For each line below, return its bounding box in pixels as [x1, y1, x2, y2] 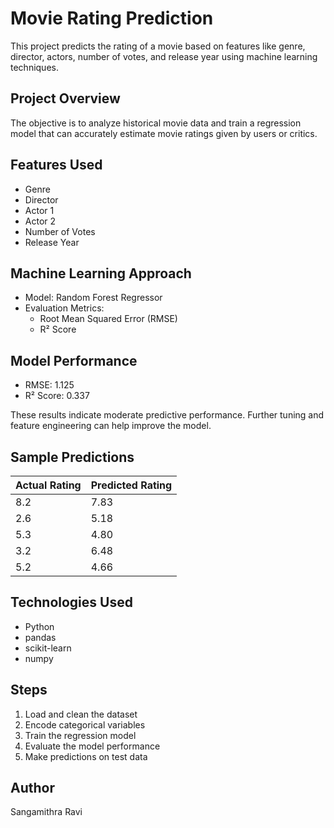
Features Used [10, 157, 103, 174]
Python [24, 620, 55, 632]
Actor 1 [24, 204, 55, 216]
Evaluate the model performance [24, 740, 161, 752]
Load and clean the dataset [24, 708, 138, 720]
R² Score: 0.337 [24, 390, 90, 402]
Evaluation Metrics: [24, 302, 105, 314]
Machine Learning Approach [10, 265, 192, 282]
